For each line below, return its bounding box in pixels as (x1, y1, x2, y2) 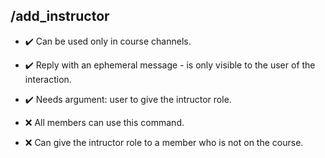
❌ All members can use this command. (24, 116, 185, 128)
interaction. (24, 73, 72, 85)
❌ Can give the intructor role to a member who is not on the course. (24, 136, 304, 148)
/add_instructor (10, 8, 110, 25)
